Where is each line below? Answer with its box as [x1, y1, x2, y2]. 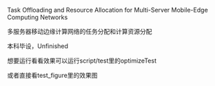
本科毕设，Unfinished [7, 42, 69, 50]
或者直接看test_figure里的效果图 [7, 72, 98, 79]
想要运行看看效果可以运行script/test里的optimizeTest [7, 56, 157, 65]
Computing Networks [7, 13, 68, 21]
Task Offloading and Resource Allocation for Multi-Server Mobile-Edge [7, 6, 208, 14]
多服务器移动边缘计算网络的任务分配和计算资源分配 [7, 28, 152, 35]
